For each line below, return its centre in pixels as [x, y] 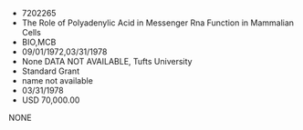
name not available [57, 80]
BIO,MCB [39, 42]
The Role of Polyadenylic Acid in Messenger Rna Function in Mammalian [157, 23]
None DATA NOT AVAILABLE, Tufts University [107, 61]
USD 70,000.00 [51, 100]
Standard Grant [50, 71]
